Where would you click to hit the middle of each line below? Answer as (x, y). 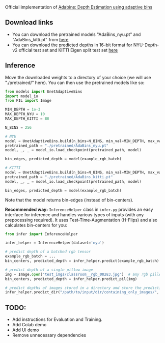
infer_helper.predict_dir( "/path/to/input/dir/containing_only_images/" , (82, 292)
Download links (29, 22)
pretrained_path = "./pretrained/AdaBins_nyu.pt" (57, 145)
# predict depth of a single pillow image (49, 270)
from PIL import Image (28, 101)
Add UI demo (26, 330)
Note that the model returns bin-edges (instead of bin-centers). (69, 200)
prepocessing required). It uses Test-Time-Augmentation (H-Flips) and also (81, 220)
